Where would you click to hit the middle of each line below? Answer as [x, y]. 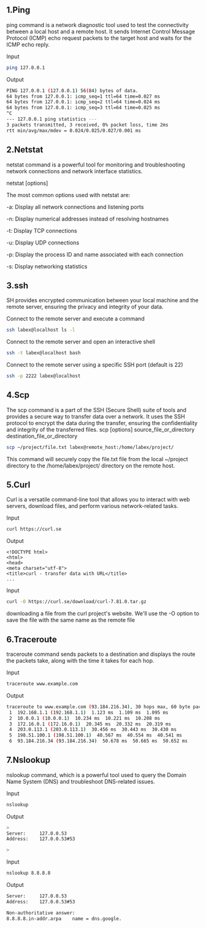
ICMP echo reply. [28, 44]
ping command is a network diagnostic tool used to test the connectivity [97, 25]
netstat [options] [27, 183]
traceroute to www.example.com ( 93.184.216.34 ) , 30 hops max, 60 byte [98, 707]
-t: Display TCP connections [42, 230]
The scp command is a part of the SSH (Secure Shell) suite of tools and [97, 410]
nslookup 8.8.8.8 [29, 873]
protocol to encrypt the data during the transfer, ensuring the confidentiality [102, 423]
